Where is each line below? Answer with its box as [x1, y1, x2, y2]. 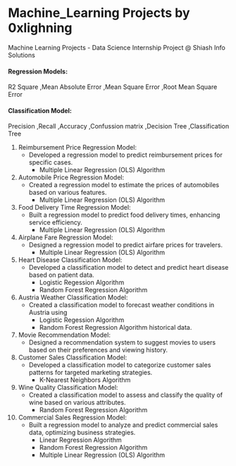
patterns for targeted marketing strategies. [28, 369, 153, 377]
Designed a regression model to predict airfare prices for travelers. [28, 241, 223, 249]
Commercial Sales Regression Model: [18, 413, 128, 422]
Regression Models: [8, 67, 68, 76]
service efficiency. [28, 218, 83, 227]
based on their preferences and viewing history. [28, 346, 168, 354]
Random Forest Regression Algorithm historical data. [39, 323, 192, 332]
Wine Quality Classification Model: [18, 383, 118, 392]
